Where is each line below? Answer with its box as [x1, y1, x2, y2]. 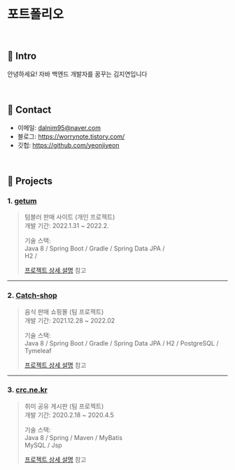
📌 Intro [7, 50, 37, 62]
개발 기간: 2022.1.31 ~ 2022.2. [24, 222, 110, 230]
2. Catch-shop [7, 291, 57, 301]
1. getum [7, 196, 37, 206]
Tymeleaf [24, 346, 52, 355]
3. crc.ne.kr [7, 385, 48, 395]
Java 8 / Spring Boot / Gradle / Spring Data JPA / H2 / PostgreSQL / [24, 339, 219, 347]
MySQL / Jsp [24, 441, 62, 449]
